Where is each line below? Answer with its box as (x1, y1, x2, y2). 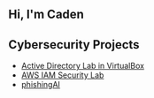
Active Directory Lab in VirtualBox (20, 61, 145, 72)
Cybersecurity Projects (8, 37, 140, 52)
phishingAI (20, 79, 61, 90)
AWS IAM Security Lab (20, 70, 104, 80)
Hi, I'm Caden (8, 7, 85, 22)
